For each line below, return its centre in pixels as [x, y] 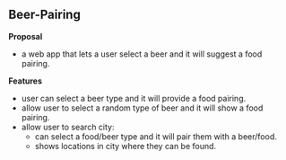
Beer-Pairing [45, 15]
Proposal [26, 36]
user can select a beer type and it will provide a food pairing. [134, 98]
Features [25, 81]
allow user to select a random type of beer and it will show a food [142, 108]
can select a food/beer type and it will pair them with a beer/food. [156, 136]
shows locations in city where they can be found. [126, 146]
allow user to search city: [68, 127]
